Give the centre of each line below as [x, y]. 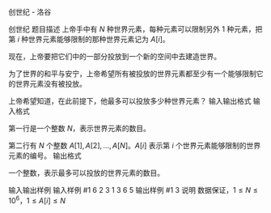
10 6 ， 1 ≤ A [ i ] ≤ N [37, 200]
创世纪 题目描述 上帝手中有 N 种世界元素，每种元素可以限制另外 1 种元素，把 [135, 29]
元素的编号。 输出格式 [45, 155]
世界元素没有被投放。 [51, 84]
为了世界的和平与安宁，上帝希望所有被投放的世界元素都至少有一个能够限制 [132, 74]
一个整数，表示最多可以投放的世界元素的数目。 [86, 173]
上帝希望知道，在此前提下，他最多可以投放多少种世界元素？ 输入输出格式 [130, 101]
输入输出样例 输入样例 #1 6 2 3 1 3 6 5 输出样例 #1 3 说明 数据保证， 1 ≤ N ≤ [133, 190]
